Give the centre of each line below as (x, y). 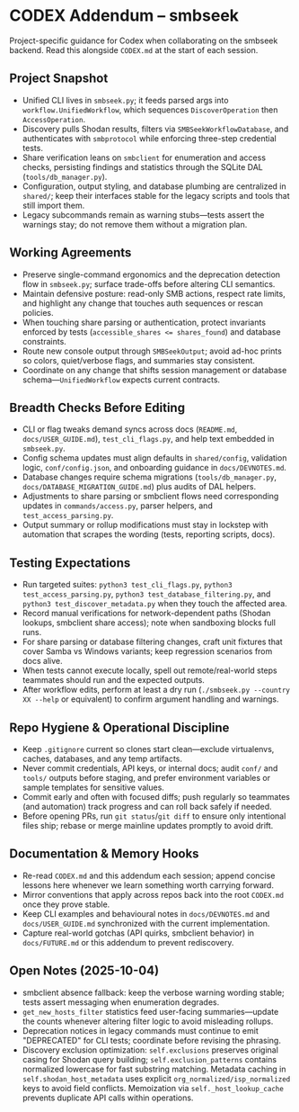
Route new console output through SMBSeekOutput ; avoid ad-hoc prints (152, 351)
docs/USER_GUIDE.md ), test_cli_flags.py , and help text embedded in (148, 439)
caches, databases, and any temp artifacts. (102, 758)
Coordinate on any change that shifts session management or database (154, 370)
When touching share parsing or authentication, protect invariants (144, 322)
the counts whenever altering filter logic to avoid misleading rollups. (148, 1021)
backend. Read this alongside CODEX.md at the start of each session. (134, 49)
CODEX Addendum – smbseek (124, 16)
